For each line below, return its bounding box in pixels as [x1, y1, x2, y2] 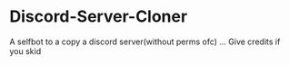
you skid [9, 45, 42, 56]
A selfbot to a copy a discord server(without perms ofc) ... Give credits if [9, 36, 281, 47]
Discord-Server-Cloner [9, 6, 188, 27]
